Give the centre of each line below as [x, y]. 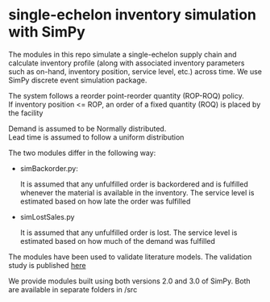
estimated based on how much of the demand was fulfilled [118, 241]
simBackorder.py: [49, 168]
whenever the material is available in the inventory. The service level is [137, 192]
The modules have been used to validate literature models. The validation [130, 257]
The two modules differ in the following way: [82, 153]
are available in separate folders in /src [73, 289]
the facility [26, 113]
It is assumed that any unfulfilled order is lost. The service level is [129, 233]
